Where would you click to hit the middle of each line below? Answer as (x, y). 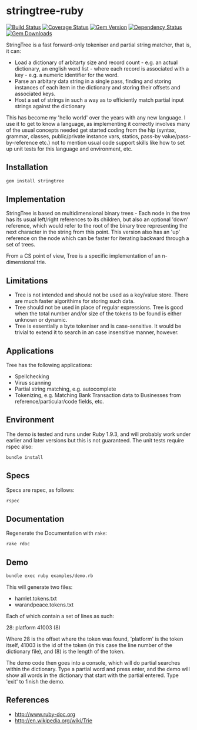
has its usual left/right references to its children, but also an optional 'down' (97, 219)
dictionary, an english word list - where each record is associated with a (102, 68)
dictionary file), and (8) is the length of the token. (66, 651)
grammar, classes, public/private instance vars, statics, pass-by (84, 136)
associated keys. (35, 94)
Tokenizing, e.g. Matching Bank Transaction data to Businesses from (98, 395)
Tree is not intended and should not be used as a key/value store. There (101, 295)
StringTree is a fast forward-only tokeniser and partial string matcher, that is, (98, 45)
